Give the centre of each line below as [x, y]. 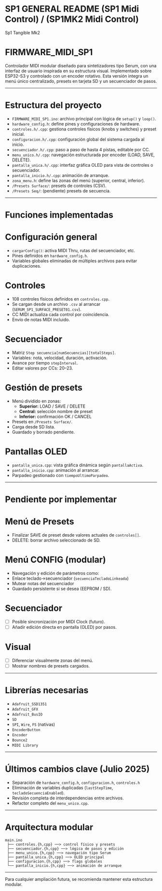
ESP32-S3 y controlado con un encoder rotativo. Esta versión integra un [77, 76]
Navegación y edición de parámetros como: [55, 573]
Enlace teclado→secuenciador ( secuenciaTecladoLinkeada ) [70, 578]
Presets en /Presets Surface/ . [42, 422]
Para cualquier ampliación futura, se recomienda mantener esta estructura [79, 879]
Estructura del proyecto [54, 105]
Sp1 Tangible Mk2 [22, 32]
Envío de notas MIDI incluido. [41, 319]
